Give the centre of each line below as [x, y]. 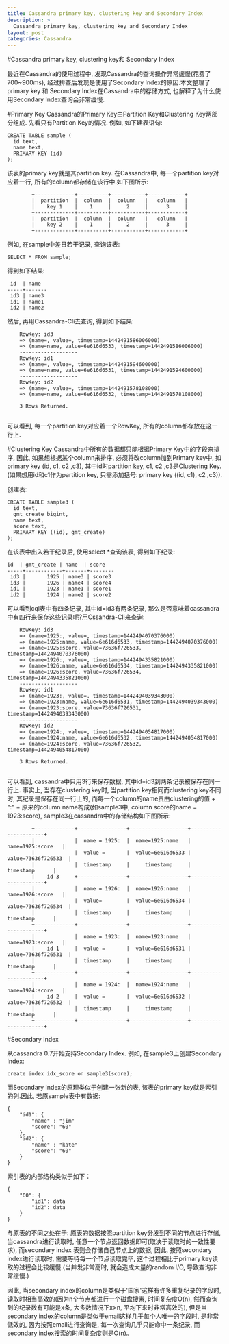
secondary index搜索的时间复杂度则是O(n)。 [70, 1333]
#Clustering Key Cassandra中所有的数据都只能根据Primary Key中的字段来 [110, 449]
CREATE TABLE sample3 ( [41, 502]
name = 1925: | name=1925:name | [137, 841]
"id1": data [49, 1201]
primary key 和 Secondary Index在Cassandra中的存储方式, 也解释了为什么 [111, 91]
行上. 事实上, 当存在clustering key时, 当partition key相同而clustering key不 [111, 790]
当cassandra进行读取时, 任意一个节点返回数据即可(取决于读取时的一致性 [108, 1242]
